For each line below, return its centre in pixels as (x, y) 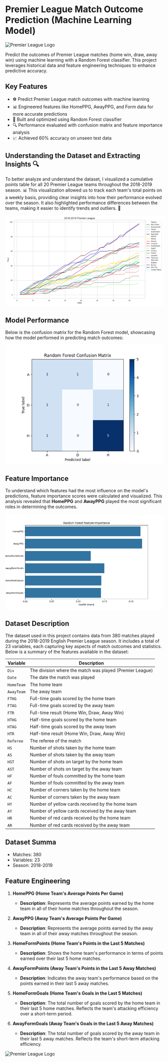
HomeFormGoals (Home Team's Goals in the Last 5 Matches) (77, 993)
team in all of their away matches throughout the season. (79, 933)
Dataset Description (37, 624)
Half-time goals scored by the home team (73, 719)
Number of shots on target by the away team (76, 769)
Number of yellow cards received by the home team (83, 804)
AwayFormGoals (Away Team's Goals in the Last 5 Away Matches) (83, 1023)
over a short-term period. (46, 1013)
